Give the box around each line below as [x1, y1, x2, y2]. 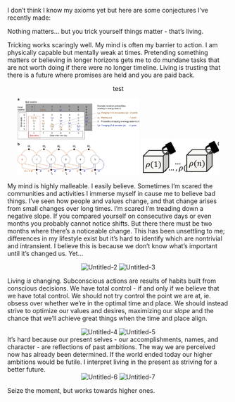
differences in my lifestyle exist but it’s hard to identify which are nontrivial [7, 234, 223, 243]
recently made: [7, 13, 51, 22]
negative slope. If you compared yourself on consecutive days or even [7, 212, 212, 220]
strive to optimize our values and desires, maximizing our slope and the [7, 306, 214, 315]
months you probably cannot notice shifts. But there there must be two [7, 219, 212, 228]
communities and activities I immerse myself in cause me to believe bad [7, 189, 216, 197]
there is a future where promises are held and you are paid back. [7, 71, 195, 79]
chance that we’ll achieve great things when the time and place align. [7, 314, 208, 322]
